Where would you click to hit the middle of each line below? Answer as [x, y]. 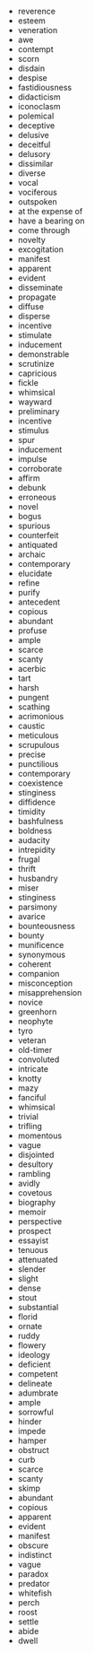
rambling [34, 1174]
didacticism [39, 97]
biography [37, 1202]
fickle [28, 383]
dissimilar [35, 164]
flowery [32, 1345]
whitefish [34, 1593]
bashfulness [41, 821]
